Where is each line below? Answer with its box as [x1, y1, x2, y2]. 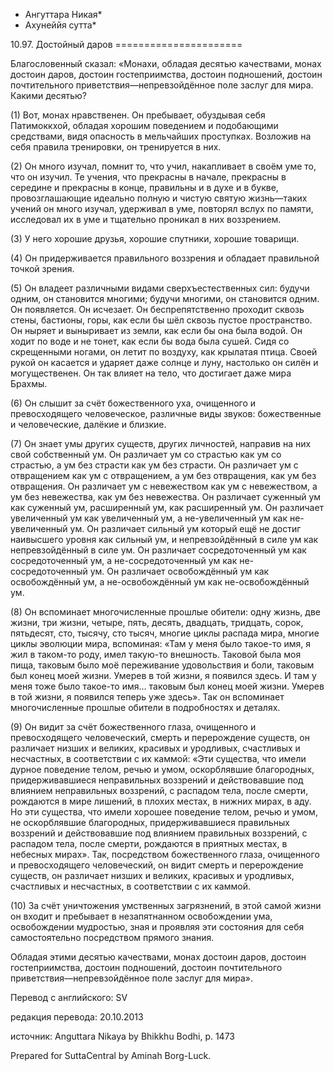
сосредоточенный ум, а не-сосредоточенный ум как [10, 555, 238, 566]
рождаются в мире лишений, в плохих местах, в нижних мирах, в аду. [10, 795, 312, 807]
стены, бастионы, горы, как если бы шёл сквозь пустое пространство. [10, 314, 313, 326]
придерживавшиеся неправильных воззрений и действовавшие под [10, 774, 304, 786]
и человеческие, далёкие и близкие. [10, 419, 167, 430]
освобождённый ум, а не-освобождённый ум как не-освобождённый [10, 576, 310, 588]
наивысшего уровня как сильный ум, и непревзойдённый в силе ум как [10, 534, 319, 545]
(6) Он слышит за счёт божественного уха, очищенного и [10, 397, 257, 409]
